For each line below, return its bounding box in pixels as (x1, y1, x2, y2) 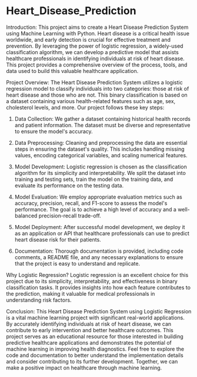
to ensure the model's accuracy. (14, 128, 93, 135)
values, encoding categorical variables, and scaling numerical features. (14, 151, 188, 158)
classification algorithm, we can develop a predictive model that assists (6, 48, 179, 55)
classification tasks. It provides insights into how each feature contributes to (6, 284, 191, 291)
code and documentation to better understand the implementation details (6, 352, 183, 359)
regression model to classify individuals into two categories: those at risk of (6, 85, 189, 92)
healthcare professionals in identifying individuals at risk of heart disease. (6, 55, 185, 62)
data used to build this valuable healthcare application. (6, 67, 139, 74)
